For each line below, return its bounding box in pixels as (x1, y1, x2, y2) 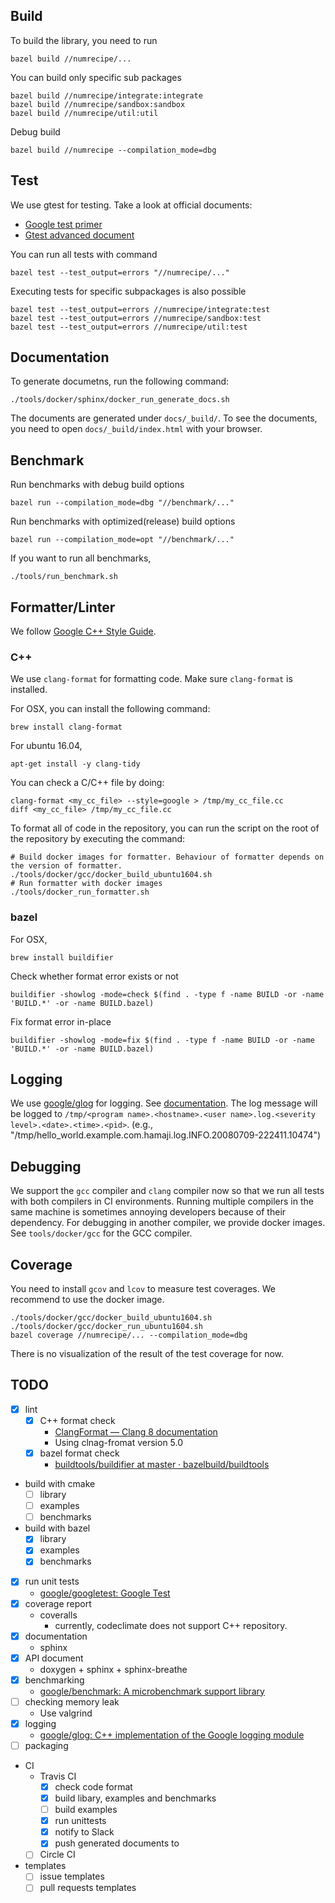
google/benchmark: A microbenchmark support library (39, 1685, 265, 1697)
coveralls (39, 1609, 78, 1621)
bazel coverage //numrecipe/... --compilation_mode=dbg (10, 1330, 248, 1341)
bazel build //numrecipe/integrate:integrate (10, 90, 203, 101)
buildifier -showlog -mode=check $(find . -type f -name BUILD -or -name (10, 989, 325, 999)
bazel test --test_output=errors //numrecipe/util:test (10, 322, 248, 332)
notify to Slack (54, 1826, 115, 1838)
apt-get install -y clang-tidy (10, 759, 141, 769)
